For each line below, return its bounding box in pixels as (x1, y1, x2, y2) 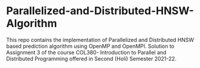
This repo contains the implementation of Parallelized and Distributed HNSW (6, 36, 194, 43)
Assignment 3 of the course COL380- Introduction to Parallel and (6, 48, 167, 56)
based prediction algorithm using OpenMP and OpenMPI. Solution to (6, 43, 175, 50)
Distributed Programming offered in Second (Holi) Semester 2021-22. (6, 55, 177, 62)
